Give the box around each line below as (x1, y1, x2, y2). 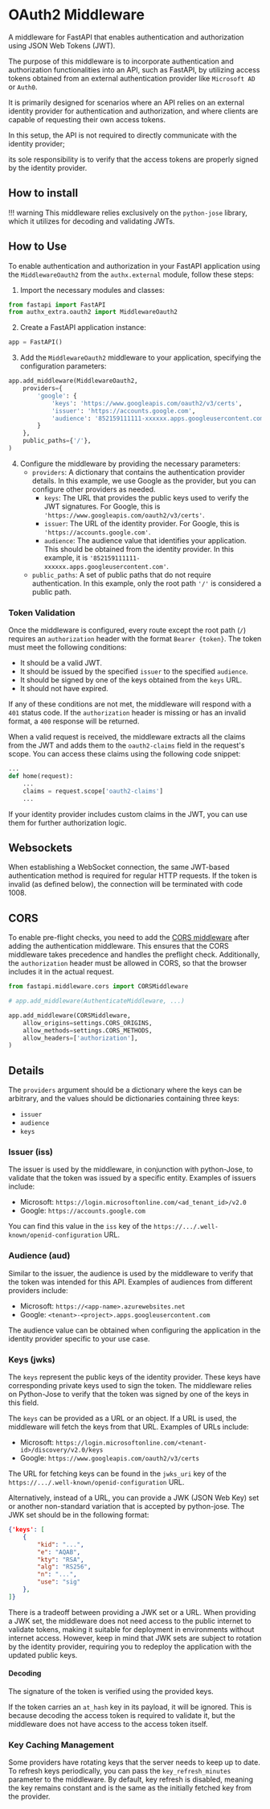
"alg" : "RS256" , (37, 1563, 92, 1571)
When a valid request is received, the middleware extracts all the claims (8, 732, 246, 742)
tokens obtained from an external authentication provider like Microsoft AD (8, 73, 256, 83)
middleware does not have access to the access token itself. (8, 1720, 208, 1729)
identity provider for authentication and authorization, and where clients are (8, 106, 259, 116)
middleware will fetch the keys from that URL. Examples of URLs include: (8, 1422, 249, 1432)
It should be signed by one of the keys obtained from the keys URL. (19, 675, 243, 685)
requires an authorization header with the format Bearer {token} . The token (8, 634, 262, 644)
